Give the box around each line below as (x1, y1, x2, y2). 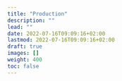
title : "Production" (7, 10, 68, 18)
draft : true (7, 43, 42, 50)
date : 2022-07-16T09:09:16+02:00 (7, 30, 106, 37)
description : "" (7, 17, 55, 24)
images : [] (7, 50, 39, 57)
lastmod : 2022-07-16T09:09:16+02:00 (7, 37, 115, 44)
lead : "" (7, 23, 33, 30)
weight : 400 (7, 56, 42, 63)
